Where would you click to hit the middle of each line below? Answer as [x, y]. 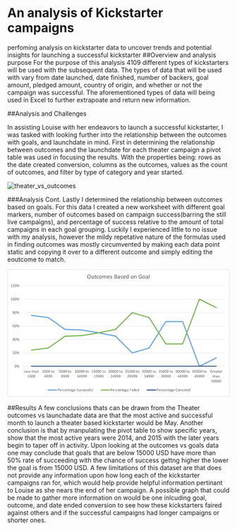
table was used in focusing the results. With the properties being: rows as [114, 157]
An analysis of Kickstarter [85, 13]
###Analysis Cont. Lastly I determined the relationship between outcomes [115, 199]
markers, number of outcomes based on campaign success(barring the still [117, 214]
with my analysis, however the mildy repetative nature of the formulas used [116, 237]
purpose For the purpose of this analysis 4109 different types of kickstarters [118, 62]
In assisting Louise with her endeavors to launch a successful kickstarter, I [115, 127]
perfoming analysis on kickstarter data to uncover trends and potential [109, 47]
